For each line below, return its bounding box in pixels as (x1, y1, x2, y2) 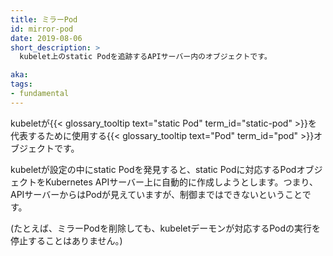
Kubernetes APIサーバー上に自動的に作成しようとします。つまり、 (44, 176, 319, 188)
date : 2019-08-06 (10, 33, 83, 43)
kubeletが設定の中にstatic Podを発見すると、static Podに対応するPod (10, 163, 297, 175)
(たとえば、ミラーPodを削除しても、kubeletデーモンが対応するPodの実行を (10, 222, 322, 234)
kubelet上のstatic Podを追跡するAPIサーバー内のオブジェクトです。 (19, 52, 272, 62)
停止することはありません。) (10, 234, 123, 246)
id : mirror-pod (10, 24, 74, 34)
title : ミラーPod (10, 14, 78, 25)
